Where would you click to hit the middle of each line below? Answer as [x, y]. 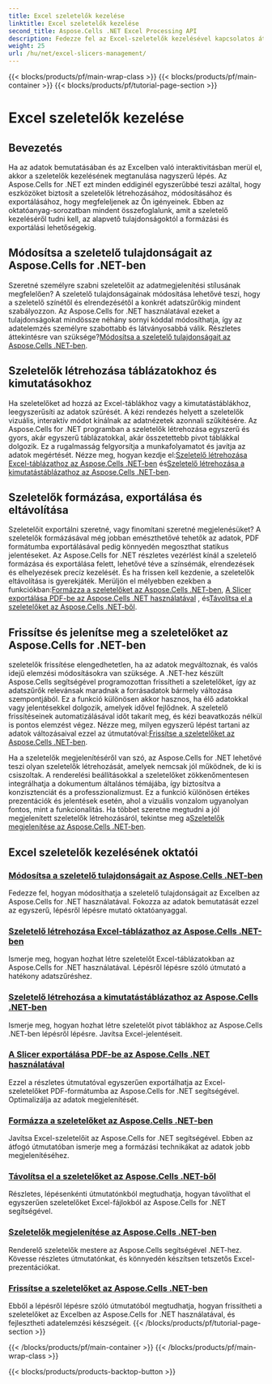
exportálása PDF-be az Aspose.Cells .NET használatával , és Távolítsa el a [131, 598]
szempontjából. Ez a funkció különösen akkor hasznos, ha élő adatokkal [128, 699]
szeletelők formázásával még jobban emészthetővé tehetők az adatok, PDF [134, 538]
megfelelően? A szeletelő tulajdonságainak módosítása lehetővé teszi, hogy [134, 293]
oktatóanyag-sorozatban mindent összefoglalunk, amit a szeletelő [118, 210]
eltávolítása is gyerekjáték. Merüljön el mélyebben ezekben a [110, 581]
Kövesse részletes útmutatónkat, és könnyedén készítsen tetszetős [120, 1258]
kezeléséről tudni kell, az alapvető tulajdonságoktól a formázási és [119, 219]
